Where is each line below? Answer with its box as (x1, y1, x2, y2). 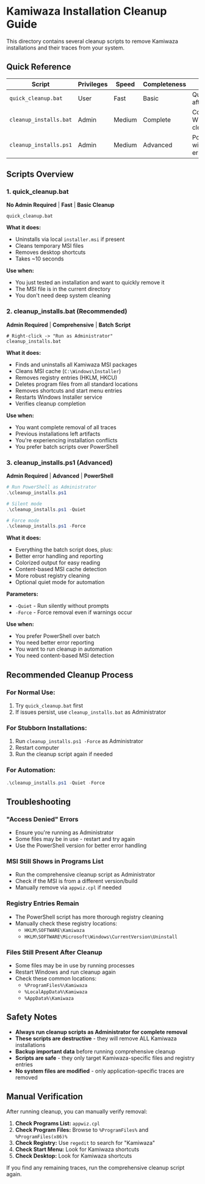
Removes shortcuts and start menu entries (15, 387, 123, 394)
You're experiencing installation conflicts (15, 436, 118, 444)
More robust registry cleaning (15, 572, 90, 579)
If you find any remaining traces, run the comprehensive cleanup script (6, 1164, 185, 1171)
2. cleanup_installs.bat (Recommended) (6, 307, 128, 316)
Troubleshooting (6, 796, 71, 807)
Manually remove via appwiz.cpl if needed (15, 884, 122, 891)
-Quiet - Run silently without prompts (15, 602, 109, 610)
